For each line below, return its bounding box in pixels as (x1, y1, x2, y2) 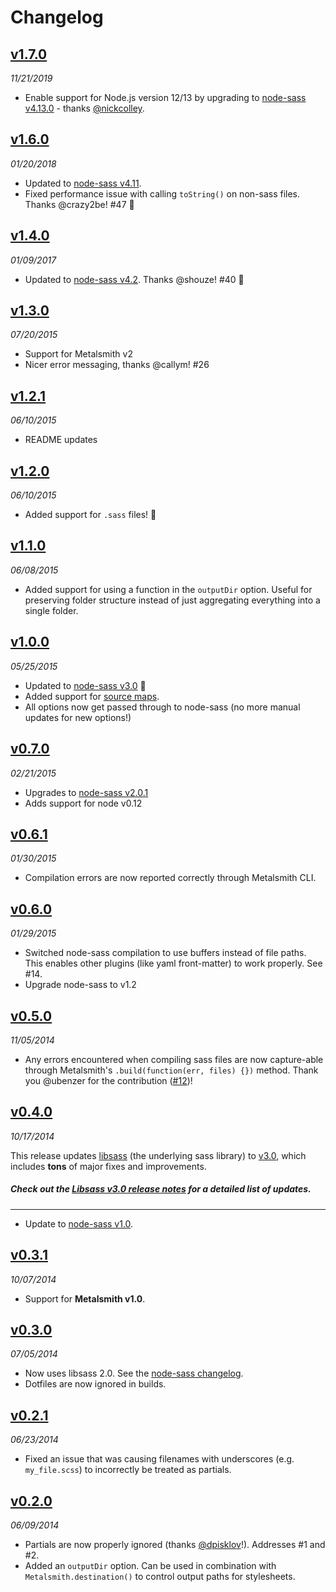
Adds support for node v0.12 (24, 797, 143, 809)
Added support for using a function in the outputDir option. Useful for (24, 583, 313, 595)
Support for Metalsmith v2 (24, 348, 133, 360)
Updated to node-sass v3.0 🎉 (24, 679, 147, 691)
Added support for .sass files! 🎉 (24, 509, 157, 521)
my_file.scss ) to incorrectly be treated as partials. (24, 1464, 232, 1476)
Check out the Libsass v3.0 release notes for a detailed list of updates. (10, 1183, 312, 1195)
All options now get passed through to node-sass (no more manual (24, 701, 301, 713)
